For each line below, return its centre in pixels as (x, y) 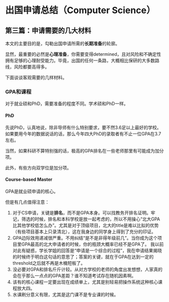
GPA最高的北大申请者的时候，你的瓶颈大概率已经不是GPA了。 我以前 (93, 244)
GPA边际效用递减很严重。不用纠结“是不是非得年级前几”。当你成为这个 (85, 238)
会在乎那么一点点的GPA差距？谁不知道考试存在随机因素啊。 (74, 275)
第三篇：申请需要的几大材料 (48, 30)
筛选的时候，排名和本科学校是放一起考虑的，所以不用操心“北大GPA (91, 219)
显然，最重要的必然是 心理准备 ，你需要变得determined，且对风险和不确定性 (83, 54)
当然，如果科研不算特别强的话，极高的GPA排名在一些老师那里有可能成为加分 (85, 150)
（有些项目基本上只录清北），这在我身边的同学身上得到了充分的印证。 (84, 232)
